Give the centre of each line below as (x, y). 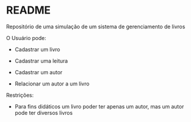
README (28, 10)
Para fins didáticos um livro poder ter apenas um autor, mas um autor (99, 106)
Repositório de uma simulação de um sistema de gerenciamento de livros (96, 27)
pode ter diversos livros (44, 113)
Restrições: (20, 95)
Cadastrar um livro (37, 49)
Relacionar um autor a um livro (52, 84)
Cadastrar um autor (39, 72)
